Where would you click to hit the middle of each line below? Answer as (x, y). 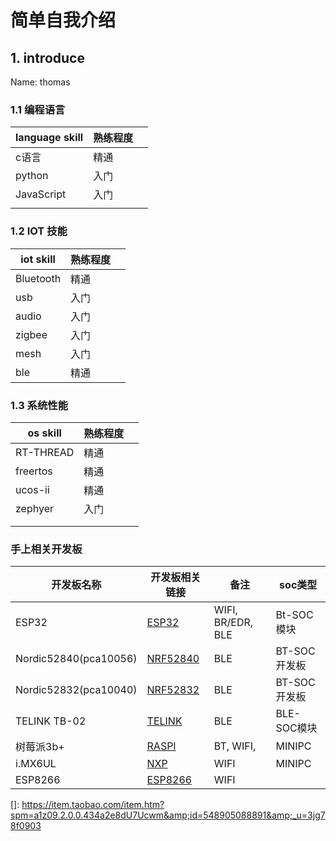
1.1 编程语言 (38, 109)
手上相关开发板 (46, 549)
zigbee (31, 334)
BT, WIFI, (235, 746)
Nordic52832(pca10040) (76, 690)
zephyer (34, 508)
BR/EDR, (233, 623)
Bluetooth (38, 278)
